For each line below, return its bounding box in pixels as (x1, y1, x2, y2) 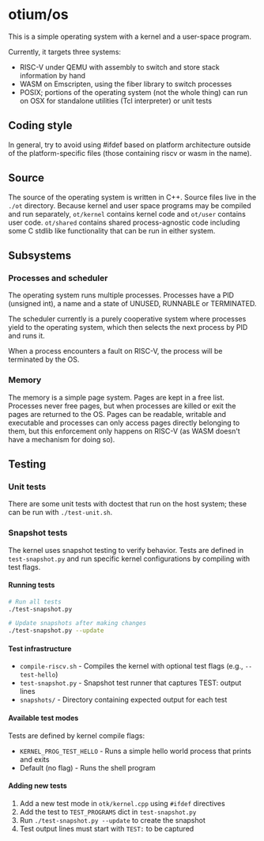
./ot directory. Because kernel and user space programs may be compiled (8, 200, 251, 210)
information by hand (19, 70, 85, 80)
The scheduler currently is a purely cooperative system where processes (8, 314, 247, 324)
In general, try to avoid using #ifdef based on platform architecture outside (8, 140, 251, 150)
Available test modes (8, 714, 79, 723)
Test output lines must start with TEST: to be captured (19, 824, 194, 833)
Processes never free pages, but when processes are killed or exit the (8, 401, 236, 411)
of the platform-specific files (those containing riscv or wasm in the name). (8, 148, 252, 157)
